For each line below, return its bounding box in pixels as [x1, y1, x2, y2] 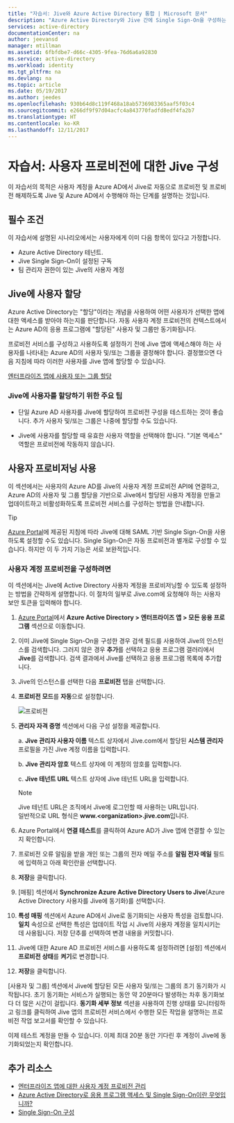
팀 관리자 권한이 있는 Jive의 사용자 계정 [17, 265, 124, 274]
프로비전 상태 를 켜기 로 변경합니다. [17, 952, 110, 960]
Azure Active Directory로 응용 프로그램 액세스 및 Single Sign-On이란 [17, 1091, 208, 1099]
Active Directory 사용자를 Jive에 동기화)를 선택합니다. [17, 897, 166, 905]
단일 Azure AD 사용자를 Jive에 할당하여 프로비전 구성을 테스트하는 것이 [17, 408, 211, 417]
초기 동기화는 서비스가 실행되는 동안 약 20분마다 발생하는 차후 [33, 990, 201, 999]
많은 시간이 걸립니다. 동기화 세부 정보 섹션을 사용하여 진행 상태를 [22, 999, 197, 1008]
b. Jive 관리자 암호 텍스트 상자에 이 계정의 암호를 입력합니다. [17, 760, 182, 768]
